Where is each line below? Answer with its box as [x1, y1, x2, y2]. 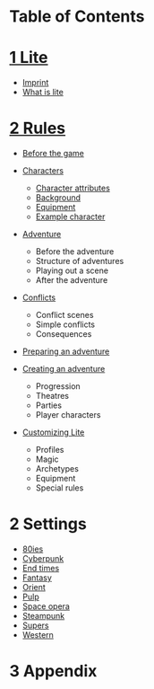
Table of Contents [9, 6, 145, 27]
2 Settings [9, 514, 87, 534]
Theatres [35, 391, 70, 402]
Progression [35, 381, 81, 392]
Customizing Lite [21, 427, 85, 437]
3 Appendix [9, 661, 98, 682]
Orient [21, 582, 47, 592]
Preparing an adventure [21, 346, 110, 357]
